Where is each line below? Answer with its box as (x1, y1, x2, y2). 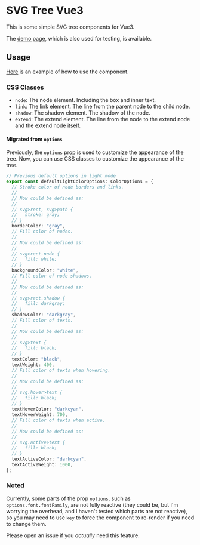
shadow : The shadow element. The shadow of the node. (14, 109, 150, 116)
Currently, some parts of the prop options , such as (6, 495, 131, 502)
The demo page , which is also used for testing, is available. (6, 35, 152, 42)
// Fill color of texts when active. (11, 417, 106, 423)
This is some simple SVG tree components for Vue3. (6, 23, 135, 30)
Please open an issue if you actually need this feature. (6, 532, 140, 539)
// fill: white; (11, 256, 58, 263)
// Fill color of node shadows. (11, 273, 93, 279)
